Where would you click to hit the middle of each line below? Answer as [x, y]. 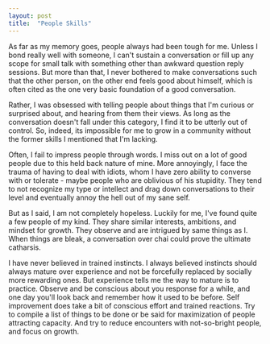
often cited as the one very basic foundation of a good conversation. [122, 89]
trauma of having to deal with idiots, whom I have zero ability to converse [130, 172]
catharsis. [25, 247]
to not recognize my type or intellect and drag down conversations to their [132, 189]
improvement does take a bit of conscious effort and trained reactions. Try [132, 305]
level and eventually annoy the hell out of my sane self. [100, 197]
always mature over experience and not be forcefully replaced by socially [130, 271]
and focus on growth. [44, 331]
